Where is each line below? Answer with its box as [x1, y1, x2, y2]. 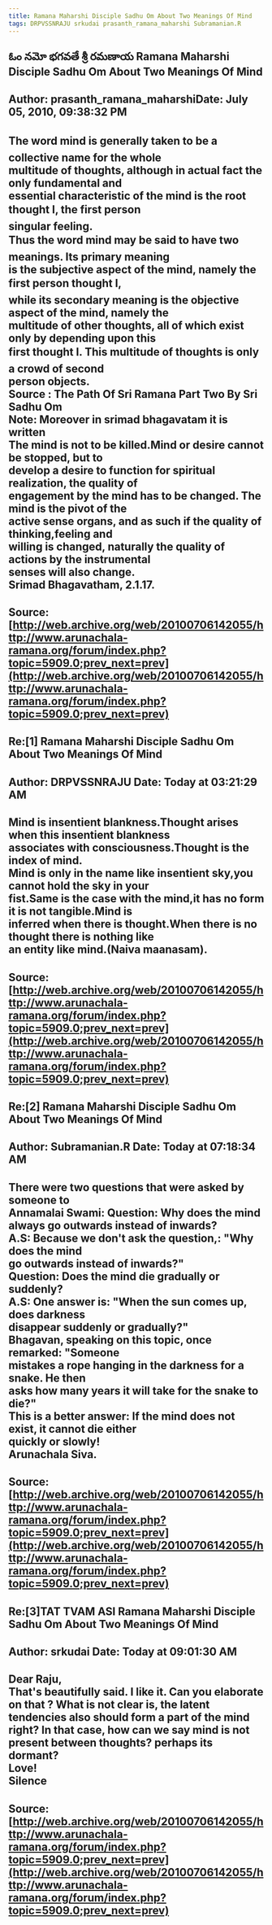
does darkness [8, 1307, 85, 1321]
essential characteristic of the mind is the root [8, 189, 246, 203]
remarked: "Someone [8, 1346, 120, 1360]
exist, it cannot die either [8, 1421, 137, 1436]
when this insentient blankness [8, 828, 171, 842]
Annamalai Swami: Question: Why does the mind [8, 1206, 261, 1220]
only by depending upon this [8, 331, 157, 345]
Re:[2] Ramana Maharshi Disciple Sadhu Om [8, 1100, 237, 1114]
